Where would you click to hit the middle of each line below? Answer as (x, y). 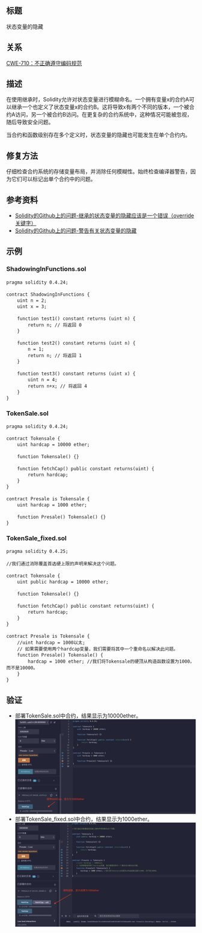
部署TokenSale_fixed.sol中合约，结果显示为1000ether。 (84, 819)
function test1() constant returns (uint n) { (76, 319)
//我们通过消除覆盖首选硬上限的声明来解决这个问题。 (63, 564)
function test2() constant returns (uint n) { (76, 343)
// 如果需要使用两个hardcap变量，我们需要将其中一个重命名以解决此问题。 (98, 649)
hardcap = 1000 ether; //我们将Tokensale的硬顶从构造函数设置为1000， (111, 662)
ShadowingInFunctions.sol (46, 269)
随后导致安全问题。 (30, 122)
